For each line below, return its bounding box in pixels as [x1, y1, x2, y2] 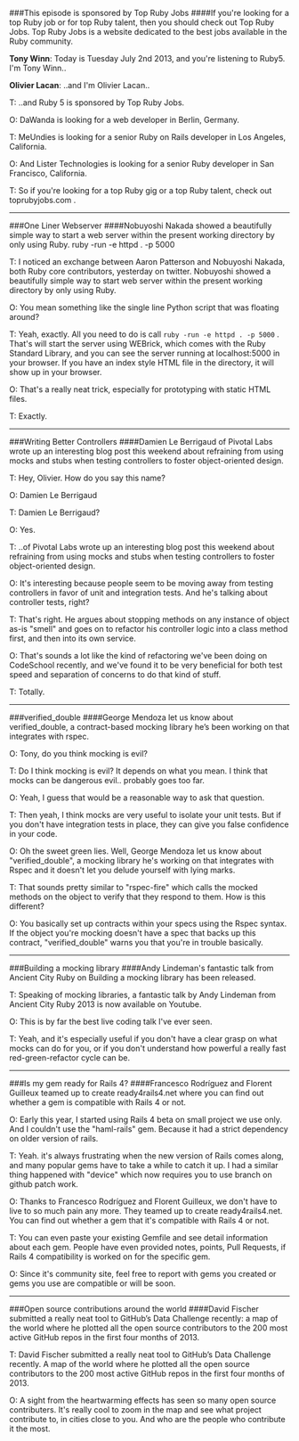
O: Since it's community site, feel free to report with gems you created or [9, 1269, 277, 1279]
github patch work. [9, 1179, 78, 1189]
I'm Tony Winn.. [9, 62, 67, 73]
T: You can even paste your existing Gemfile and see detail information [9, 1232, 269, 1242]
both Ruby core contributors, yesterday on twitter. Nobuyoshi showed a [9, 266, 271, 276]
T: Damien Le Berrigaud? [9, 507, 101, 518]
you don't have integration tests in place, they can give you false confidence [9, 819, 289, 830]
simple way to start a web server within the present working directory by [9, 230, 276, 240]
